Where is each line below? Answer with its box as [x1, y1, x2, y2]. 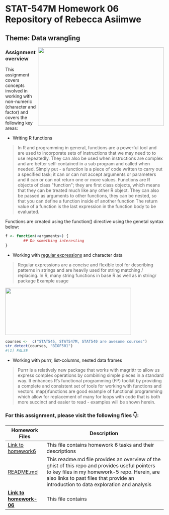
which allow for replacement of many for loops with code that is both [17, 394, 160, 400]
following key [5, 120, 33, 126]
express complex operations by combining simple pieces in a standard [17, 372, 164, 378]
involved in [5, 87, 28, 93]
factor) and [5, 109, 29, 115]
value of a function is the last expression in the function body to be [17, 203, 156, 209]
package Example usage [17, 277, 69, 284]
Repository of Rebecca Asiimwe [5, 14, 142, 25]
